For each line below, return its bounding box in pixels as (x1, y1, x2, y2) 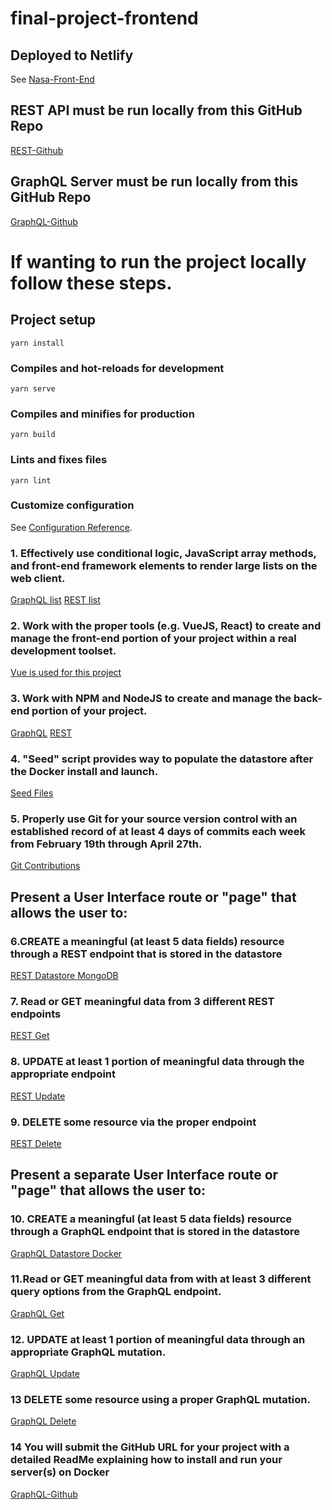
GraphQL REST (10, 727, 73, 739)
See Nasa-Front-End (10, 73, 95, 85)
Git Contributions (10, 860, 81, 872)
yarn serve (10, 383, 56, 394)
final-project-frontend (10, 7, 199, 30)
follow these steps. (10, 272, 173, 294)
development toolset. (10, 644, 117, 658)
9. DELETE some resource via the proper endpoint (10, 1115, 257, 1129)
